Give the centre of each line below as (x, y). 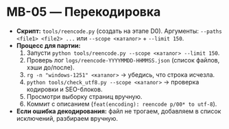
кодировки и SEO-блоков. (64, 89)
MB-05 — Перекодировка (84, 12)
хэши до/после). (50, 67)
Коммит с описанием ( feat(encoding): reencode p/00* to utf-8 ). (122, 104)
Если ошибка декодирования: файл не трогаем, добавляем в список (119, 111)
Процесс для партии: (48, 45)
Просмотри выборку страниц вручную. (84, 96)
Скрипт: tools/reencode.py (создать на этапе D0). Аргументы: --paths (119, 31)
